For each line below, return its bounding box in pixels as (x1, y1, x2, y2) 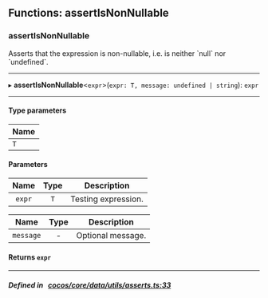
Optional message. (76, 230, 147, 241)
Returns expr (8, 252, 52, 262)
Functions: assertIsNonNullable (8, 6, 169, 20)
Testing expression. (70, 193, 144, 205)
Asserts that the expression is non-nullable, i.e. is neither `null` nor (8, 48, 227, 58)
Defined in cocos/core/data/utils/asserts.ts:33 (8, 280, 171, 290)
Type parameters (8, 105, 67, 115)
